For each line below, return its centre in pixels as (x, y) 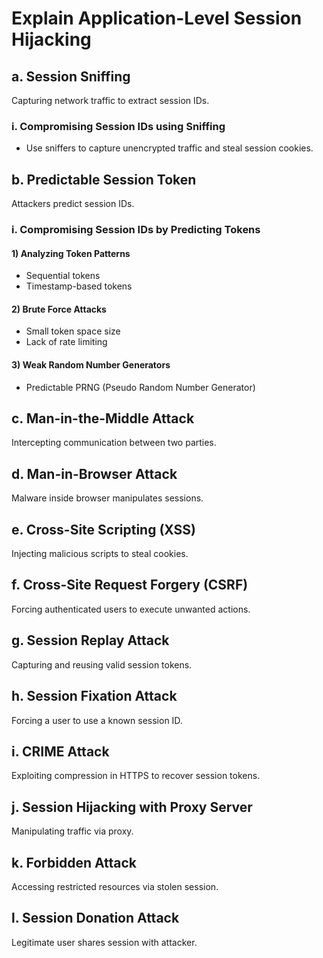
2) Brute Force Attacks (59, 309)
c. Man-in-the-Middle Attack (103, 418)
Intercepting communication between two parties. (114, 443)
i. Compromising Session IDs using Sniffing (118, 126)
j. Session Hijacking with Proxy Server (132, 807)
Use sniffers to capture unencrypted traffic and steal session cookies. (169, 148)
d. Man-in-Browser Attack (94, 473)
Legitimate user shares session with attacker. (104, 942)
